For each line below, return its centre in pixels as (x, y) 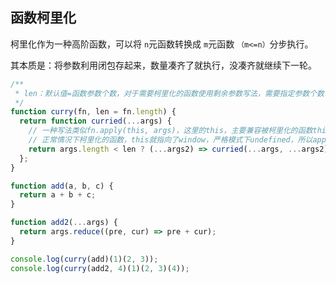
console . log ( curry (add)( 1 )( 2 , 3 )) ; (84, 259)
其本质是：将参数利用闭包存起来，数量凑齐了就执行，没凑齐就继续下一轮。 (163, 65)
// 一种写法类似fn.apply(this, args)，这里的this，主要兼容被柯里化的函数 (170, 131)
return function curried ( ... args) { (95, 121)
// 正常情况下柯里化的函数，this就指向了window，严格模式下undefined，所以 (170, 140)
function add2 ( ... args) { (64, 223)
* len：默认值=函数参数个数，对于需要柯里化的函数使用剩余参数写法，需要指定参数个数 (169, 93)
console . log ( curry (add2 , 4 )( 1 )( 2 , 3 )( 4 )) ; (100, 268)
